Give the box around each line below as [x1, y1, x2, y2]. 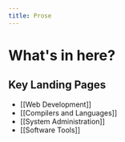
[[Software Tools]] [19, 125, 81, 135]
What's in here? [8, 46, 116, 64]
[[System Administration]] [19, 116, 106, 126]
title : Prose [8, 11, 52, 20]
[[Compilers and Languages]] [19, 108, 118, 117]
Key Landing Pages [8, 78, 107, 92]
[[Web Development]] [19, 99, 92, 109]
